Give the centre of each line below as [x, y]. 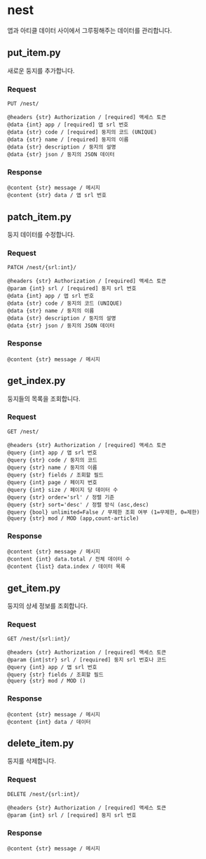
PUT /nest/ [23, 104]
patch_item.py [40, 217]
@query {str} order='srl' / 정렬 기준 [61, 497]
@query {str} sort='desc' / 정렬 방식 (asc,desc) [78, 504]
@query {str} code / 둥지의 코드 [53, 460]
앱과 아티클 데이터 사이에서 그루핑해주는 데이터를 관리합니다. [90, 30]
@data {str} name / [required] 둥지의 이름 [68, 140]
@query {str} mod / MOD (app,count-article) [73, 518]
